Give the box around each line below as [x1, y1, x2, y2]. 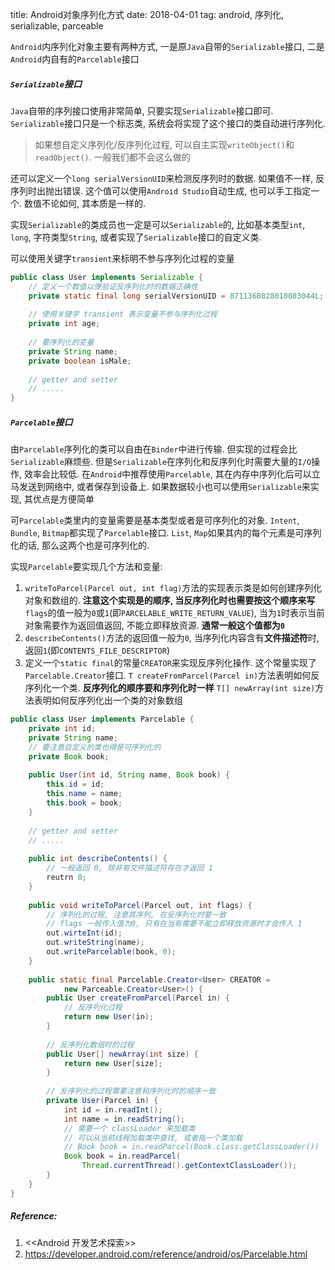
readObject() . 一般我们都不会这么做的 [34, 151, 191, 163]
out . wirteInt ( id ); [46, 928, 123, 938]
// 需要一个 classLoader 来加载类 [63, 1123, 196, 1133]
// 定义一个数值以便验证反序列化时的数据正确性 [28, 281, 198, 292]
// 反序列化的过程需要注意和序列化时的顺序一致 [46, 1086, 217, 1097]
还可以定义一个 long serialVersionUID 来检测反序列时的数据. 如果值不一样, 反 [10, 172, 325, 184]
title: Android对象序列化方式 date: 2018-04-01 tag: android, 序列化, [10, 9, 285, 20]
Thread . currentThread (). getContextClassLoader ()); [81, 1161, 298, 1171]
